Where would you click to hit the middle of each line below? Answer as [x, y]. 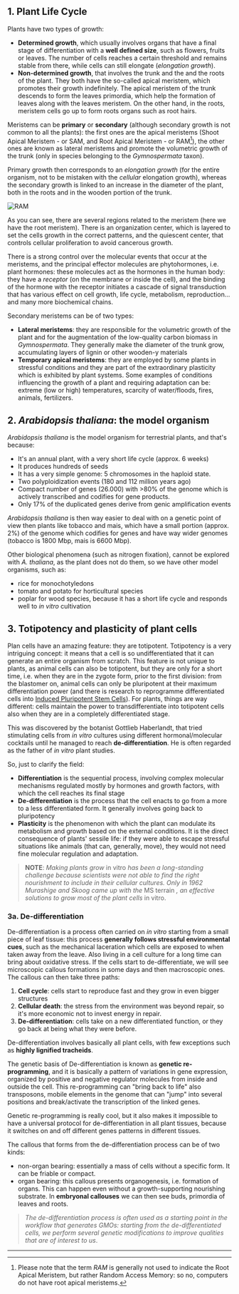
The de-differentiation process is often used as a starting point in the [126, 1218]
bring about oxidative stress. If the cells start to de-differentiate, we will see [118, 962]
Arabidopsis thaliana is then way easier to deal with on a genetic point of [115, 518]
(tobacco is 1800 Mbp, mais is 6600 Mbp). [69, 541]
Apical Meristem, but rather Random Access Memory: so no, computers [123, 1275]
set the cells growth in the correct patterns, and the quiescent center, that [116, 235]
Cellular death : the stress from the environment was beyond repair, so [121, 1006]
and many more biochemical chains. [60, 302]
